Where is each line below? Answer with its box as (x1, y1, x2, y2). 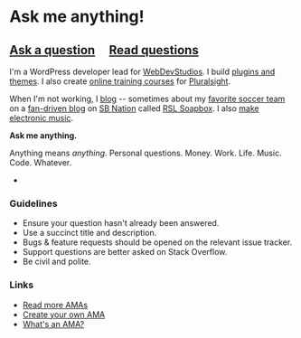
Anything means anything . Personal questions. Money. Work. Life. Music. (9, 147, 282, 158)
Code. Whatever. (9, 157, 72, 168)
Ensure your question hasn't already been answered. (22, 218, 220, 229)
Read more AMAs (22, 299, 89, 310)
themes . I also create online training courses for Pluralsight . (9, 76, 231, 87)
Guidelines (9, 197, 58, 210)
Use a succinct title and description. (22, 228, 157, 239)
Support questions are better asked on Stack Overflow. (22, 247, 228, 258)
